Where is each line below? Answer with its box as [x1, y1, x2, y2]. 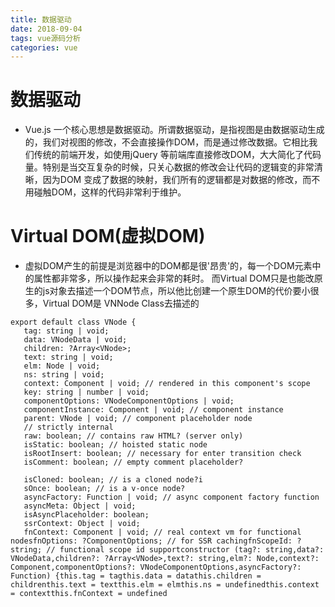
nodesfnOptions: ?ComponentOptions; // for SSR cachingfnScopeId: [10, 536, 293, 546]
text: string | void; [23, 352, 114, 363]
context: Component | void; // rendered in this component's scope [23, 379, 311, 389]
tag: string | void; [23, 326, 110, 336]
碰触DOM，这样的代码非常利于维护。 [33, 186, 187, 198]
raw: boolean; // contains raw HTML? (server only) [23, 431, 244, 441]
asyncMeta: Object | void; [23, 501, 137, 511]
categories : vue [10, 42, 78, 53]
